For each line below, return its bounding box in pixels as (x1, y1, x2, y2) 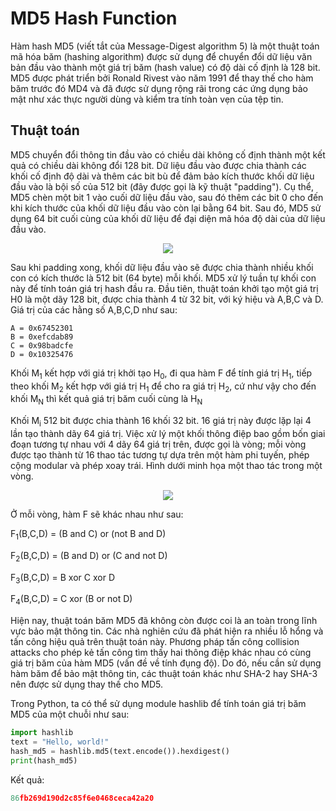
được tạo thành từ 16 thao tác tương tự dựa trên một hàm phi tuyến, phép (10, 448, 310, 461)
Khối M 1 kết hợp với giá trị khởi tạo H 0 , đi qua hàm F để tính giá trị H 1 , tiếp (10, 367, 313, 381)
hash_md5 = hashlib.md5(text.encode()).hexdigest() (10, 746, 230, 756)
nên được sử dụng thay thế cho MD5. (10, 678, 163, 691)
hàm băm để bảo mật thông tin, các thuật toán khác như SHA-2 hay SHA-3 (10, 668, 318, 680)
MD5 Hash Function (10, 7, 178, 30)
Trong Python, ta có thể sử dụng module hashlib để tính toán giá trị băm (10, 698, 307, 710)
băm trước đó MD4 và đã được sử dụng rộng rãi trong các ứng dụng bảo (10, 82, 308, 94)
